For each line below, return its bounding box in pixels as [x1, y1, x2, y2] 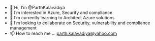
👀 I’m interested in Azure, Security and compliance [9, 10, 113, 15]
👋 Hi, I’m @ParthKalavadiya [9, 5, 65, 10]
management [9, 25, 37, 31]
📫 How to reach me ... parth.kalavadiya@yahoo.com [9, 30, 117, 36]
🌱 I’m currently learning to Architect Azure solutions [9, 15, 115, 20]
